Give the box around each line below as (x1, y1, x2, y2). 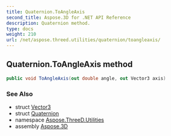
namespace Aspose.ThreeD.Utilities (15, 116, 105, 123)
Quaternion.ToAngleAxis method (6, 59, 133, 70)
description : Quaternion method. (6, 20, 91, 26)
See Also (6, 89, 33, 98)
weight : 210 (6, 31, 36, 37)
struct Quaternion (15, 109, 59, 117)
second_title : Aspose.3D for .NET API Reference (6, 15, 131, 21)
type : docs (6, 25, 34, 32)
